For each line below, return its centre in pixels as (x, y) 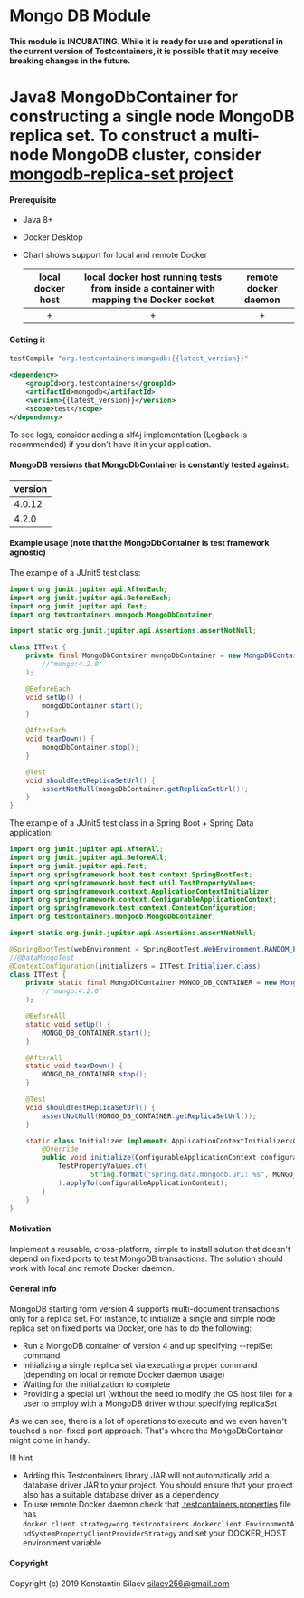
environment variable (62, 1542)
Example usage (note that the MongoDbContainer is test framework (139, 543)
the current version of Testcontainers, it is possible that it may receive (144, 51)
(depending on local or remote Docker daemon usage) (123, 1374)
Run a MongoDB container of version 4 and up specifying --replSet (147, 1345)
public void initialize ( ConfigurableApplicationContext (149, 1158)
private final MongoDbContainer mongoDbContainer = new (133, 656)
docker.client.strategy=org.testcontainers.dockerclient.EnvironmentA (158, 1524)
